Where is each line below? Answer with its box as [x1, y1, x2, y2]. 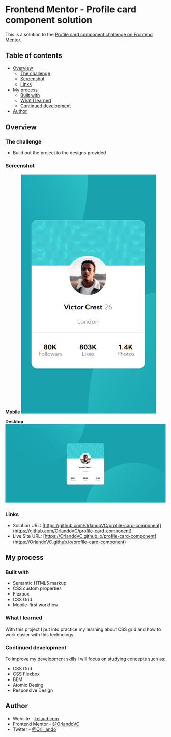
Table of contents [5, 51, 62, 60]
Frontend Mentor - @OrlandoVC [12, 721, 80, 727]
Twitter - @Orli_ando [12, 726, 56, 732]
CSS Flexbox [12, 671, 40, 677]
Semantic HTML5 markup [12, 580, 67, 586]
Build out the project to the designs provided [12, 150, 106, 156]
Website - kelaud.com [12, 715, 59, 721]
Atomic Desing [12, 682, 44, 688]
